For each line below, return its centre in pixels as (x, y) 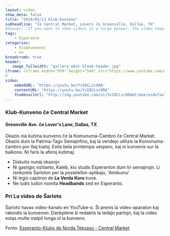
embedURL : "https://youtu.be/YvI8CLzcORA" (60, 85)
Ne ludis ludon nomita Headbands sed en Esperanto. (68, 183)
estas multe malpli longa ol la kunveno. (46, 218)
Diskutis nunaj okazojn (36, 162)
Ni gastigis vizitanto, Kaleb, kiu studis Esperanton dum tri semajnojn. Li (86, 167)
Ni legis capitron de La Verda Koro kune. (55, 178)
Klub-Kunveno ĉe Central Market (47, 112)
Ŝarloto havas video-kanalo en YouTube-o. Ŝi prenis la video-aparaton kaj (82, 207)
